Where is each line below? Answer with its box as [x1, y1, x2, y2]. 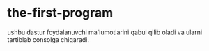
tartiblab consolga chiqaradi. [7, 35, 89, 43]
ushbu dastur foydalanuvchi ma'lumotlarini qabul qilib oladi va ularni [7, 28, 203, 36]
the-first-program [7, 5, 114, 21]
